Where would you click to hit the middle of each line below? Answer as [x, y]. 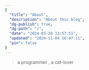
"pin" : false [23, 43]
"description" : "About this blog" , [47, 19]
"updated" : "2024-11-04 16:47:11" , [47, 39]
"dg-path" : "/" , [26, 29]
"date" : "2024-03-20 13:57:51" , [44, 33]
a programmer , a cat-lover [46, 62]
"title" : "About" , [29, 15]
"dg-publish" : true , [31, 24]
